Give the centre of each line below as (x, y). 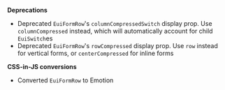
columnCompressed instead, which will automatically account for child (115, 31)
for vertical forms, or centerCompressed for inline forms (95, 53)
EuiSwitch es (35, 38)
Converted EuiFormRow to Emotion (65, 80)
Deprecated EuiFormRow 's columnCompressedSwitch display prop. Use (115, 23)
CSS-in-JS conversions (42, 67)
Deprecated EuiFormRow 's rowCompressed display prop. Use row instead (117, 46)
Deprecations (27, 10)
